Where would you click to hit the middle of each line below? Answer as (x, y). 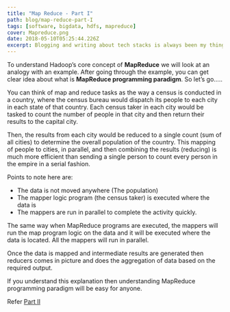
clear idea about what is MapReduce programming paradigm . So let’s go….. (115, 79)
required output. (30, 268)
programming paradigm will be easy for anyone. (75, 288)
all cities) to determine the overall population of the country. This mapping (111, 142)
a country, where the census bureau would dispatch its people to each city (112, 100)
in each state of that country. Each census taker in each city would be (105, 107)
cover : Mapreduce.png (38, 32)
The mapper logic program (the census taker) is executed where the (113, 198)
